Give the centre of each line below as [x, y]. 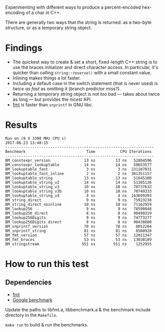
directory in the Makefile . [31, 315]
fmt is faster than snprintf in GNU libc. [53, 105]
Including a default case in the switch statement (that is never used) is [85, 83]
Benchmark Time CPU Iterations [78, 151]
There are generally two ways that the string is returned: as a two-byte [78, 22]
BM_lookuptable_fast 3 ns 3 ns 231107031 [78, 169]
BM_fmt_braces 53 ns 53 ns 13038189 [78, 239]
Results [21, 125]
